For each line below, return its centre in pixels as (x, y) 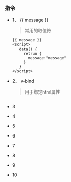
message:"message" (47, 58)
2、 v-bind (23, 81)
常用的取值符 (38, 31)
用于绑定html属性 (43, 92)
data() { (28, 49)
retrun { (33, 54)
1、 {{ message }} (30, 20)
